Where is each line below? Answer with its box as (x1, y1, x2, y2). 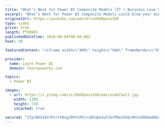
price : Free (5, 25, 29, 30)
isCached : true (14, 106, 45, 111)
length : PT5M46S (5, 30, 38, 35)
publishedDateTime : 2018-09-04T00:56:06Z (5, 35, 91, 40)
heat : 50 (5, 39, 23, 44)
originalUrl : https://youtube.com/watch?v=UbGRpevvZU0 (5, 16, 119, 21)
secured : (5, 115, 23, 120)
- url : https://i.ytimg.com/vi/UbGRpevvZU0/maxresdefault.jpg (9, 92, 139, 97)
